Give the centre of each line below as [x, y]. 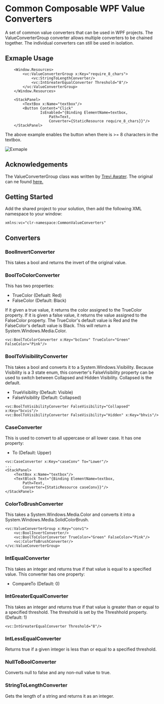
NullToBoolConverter [31, 662]
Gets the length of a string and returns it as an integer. [59, 696]
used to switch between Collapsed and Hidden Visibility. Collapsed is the [79, 377]
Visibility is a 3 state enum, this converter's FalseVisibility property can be [80, 372]
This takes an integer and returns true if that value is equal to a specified [78, 569]
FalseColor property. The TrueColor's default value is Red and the [71, 320]
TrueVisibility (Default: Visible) [43, 392]
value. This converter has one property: [45, 574]
